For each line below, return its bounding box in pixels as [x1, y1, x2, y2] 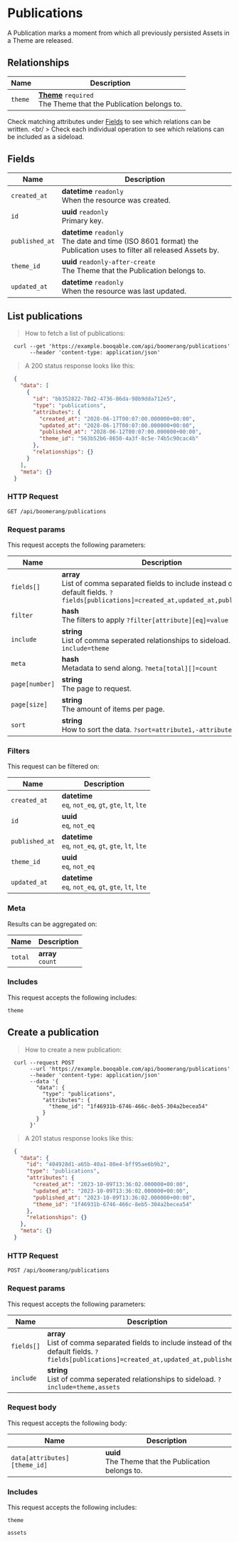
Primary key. [61, 215, 104, 225]
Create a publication [7, 1027, 100, 1039]
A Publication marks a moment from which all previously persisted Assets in [7, 29, 230, 37]
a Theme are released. [7, 36, 73, 44]
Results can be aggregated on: [7, 920, 97, 928]
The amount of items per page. [61, 704, 165, 714]
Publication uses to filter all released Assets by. [61, 245, 219, 255]
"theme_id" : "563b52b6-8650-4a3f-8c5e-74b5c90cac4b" [38, 435, 199, 443]
